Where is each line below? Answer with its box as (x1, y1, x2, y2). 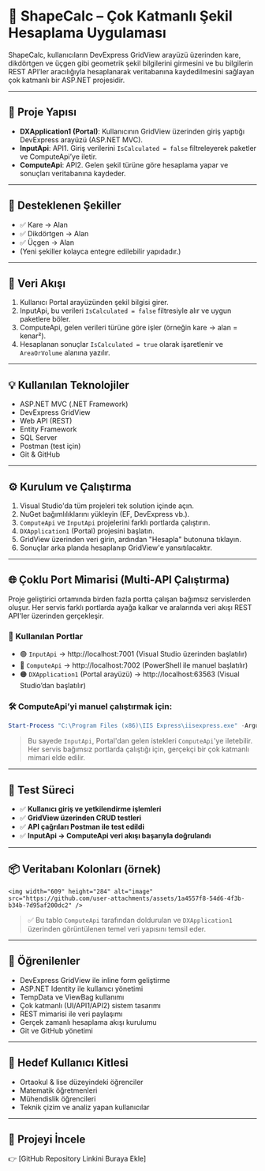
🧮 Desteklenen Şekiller (8, 199, 121, 213)
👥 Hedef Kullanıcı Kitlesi (8, 1056, 129, 1070)
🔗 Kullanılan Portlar (8, 631, 84, 642)
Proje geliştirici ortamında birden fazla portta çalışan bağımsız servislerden (8, 594, 251, 604)
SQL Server (19, 433, 58, 442)
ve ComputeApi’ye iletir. (19, 152, 97, 161)
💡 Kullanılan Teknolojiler (8, 378, 130, 392)
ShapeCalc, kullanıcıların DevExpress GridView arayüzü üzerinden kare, (8, 50, 241, 59)
